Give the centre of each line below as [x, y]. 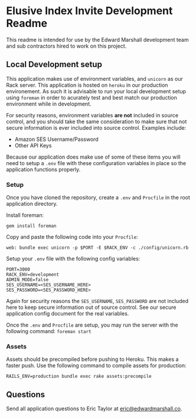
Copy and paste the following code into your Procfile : [72, 237]
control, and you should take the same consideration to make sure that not [97, 121]
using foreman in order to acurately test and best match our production [92, 97]
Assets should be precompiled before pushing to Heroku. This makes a [92, 359]
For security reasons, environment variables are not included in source [92, 115]
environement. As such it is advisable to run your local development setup [96, 91]
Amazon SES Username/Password [56, 139]
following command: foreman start [49, 331]
